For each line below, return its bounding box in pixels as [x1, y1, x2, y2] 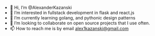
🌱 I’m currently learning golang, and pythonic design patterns [9, 15, 136, 20]
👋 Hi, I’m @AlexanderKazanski [9, 5, 72, 10]
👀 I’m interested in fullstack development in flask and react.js [9, 10, 135, 16]
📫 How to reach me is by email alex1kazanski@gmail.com [9, 26, 129, 31]
